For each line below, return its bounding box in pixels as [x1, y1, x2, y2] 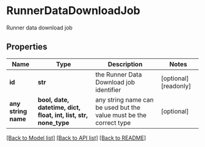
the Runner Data [95, 70, 142, 78]
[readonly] [160, 81, 191, 90]
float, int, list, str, [37, 111, 88, 119]
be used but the [95, 103, 140, 111]
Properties [6, 42, 48, 52]
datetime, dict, [37, 103, 81, 111]
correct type [95, 118, 131, 127]
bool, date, [37, 96, 69, 104]
